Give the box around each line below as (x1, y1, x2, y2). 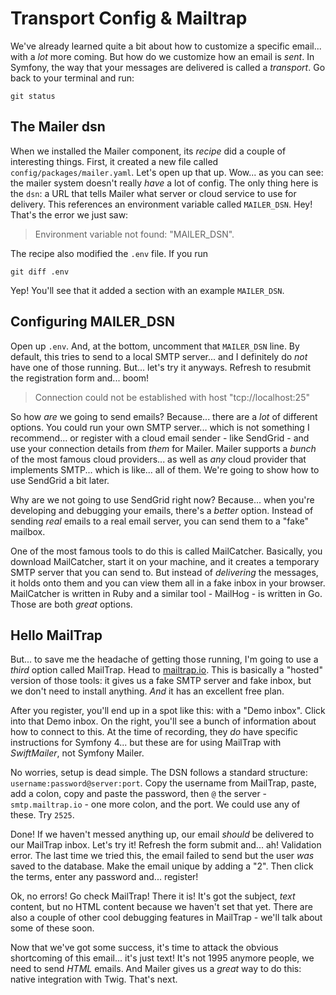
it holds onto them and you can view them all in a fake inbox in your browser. (10, 577, 326, 589)
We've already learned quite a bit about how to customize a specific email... (10, 40, 322, 52)
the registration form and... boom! (10, 372, 150, 384)
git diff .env (10, 267, 70, 277)
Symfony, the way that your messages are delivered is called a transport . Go (10, 61, 326, 73)
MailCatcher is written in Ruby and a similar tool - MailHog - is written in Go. (10, 587, 323, 599)
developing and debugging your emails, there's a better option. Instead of (10, 504, 314, 516)
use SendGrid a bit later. (10, 474, 110, 486)
